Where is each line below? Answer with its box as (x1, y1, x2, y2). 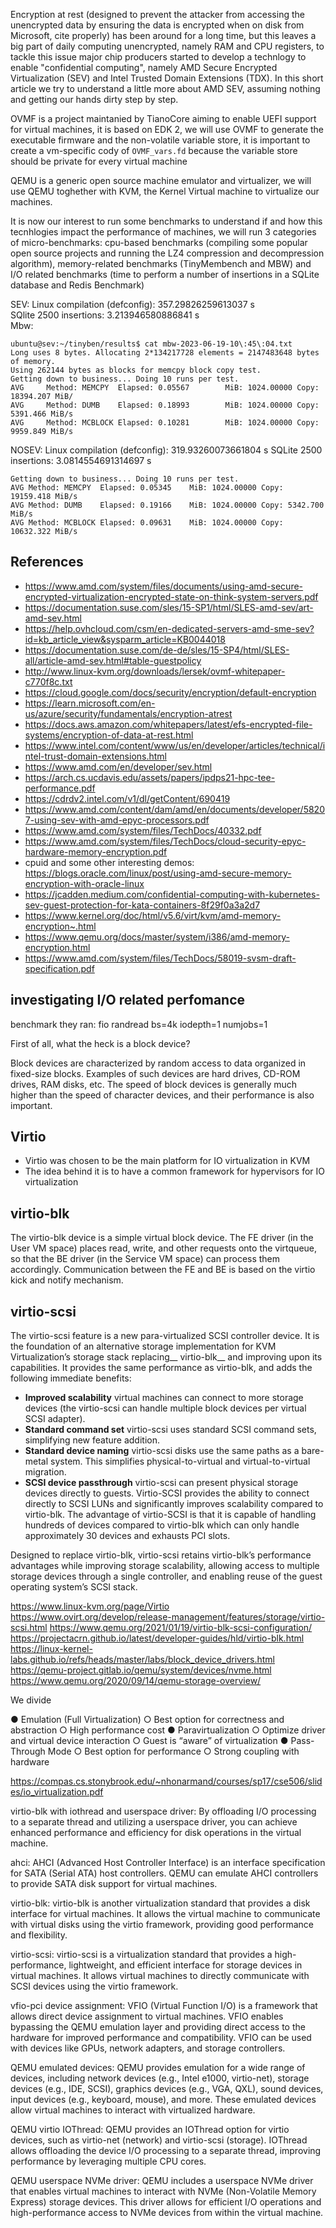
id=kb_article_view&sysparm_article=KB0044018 (24, 633, 226, 645)
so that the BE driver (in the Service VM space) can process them (10, 1253, 281, 1265)
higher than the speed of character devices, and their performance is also (10, 1089, 315, 1101)
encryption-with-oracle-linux (24, 877, 145, 889)
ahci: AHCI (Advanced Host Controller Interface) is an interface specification (10, 1857, 326, 1869)
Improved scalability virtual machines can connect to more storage (24, 1392, 304, 1404)
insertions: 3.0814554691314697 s (10, 455, 152, 466)
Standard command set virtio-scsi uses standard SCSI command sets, (24, 1424, 317, 1436)
